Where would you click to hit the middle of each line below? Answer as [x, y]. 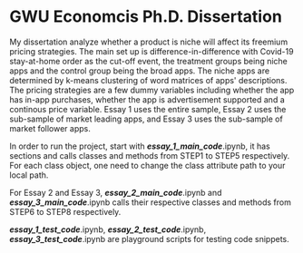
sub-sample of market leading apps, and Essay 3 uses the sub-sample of [146, 119]
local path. [29, 175]
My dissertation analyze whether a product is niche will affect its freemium [149, 42]
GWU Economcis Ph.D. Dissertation [146, 17]
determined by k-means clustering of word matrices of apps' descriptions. [148, 80]
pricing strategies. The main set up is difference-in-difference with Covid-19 [151, 51]
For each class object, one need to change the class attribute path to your [147, 165]
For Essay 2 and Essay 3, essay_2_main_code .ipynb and [116, 192]
